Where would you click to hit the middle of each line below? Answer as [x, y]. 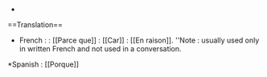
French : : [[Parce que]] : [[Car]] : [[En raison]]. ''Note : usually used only [139, 40]
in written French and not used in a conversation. [100, 49]
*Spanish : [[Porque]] [43, 64]
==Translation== [35, 24]
